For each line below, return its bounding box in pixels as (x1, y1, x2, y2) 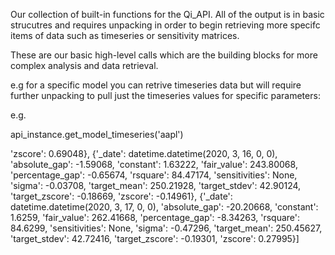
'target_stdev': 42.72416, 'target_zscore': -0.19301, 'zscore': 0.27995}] (10, 233, 300, 244)
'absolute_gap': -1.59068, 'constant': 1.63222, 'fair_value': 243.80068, (10, 159, 298, 170)
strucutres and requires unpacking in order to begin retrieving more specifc (10, 19, 321, 31)
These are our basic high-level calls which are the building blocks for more (10, 49, 318, 61)
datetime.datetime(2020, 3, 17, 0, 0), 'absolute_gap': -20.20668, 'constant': (10, 201, 319, 213)
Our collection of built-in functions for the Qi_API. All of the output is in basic (10, 9, 325, 20)
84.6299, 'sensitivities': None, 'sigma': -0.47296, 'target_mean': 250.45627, (10, 222, 323, 234)
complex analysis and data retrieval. (10, 60, 159, 71)
